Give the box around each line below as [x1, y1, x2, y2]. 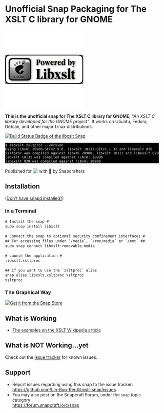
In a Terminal [5, 207, 37, 214]
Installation [5, 182, 40, 191]
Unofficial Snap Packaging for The [5, 3, 147, 15]
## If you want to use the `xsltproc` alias [5, 268, 97, 273]
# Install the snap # [5, 219, 49, 224]
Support [5, 369, 31, 377]
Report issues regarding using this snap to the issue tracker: [12, 381, 133, 387]
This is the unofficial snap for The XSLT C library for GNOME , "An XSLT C [5, 113, 155, 119]
